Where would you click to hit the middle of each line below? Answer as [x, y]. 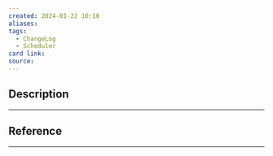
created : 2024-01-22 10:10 [54, 16]
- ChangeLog [36, 39]
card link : [27, 54]
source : [22, 62]
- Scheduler [36, 46]
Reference [35, 131]
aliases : [23, 24]
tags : [17, 31]
